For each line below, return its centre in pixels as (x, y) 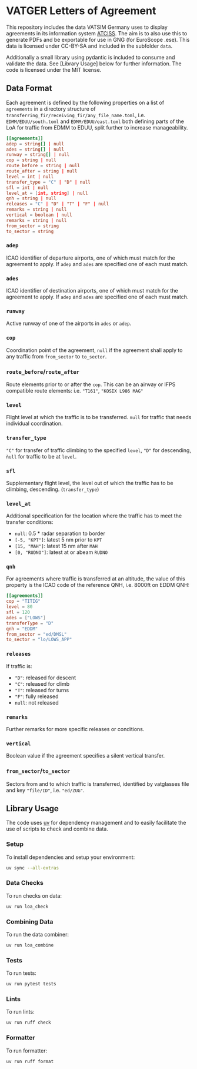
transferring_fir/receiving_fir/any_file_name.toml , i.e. (76, 115)
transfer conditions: (30, 522)
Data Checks (25, 883)
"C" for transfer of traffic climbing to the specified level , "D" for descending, (98, 450)
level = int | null (30, 177)
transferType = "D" (30, 623)
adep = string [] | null (35, 144)
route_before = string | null (43, 166)
